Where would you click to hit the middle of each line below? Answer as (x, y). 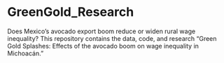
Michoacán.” (26, 53)
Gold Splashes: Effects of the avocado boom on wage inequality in (103, 46)
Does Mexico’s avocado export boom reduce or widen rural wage (101, 31)
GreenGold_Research (71, 12)
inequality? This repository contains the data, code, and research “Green (112, 38)
